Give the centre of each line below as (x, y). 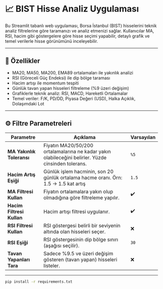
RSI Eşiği (18, 242)
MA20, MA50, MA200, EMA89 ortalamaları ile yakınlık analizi (73, 72)
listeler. (52, 266)
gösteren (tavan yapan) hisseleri (80, 259)
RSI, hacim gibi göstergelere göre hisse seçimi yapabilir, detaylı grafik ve (77, 36)
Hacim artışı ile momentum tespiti (45, 83)
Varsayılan (143, 137)
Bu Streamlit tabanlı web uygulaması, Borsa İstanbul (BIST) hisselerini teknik (81, 25)
